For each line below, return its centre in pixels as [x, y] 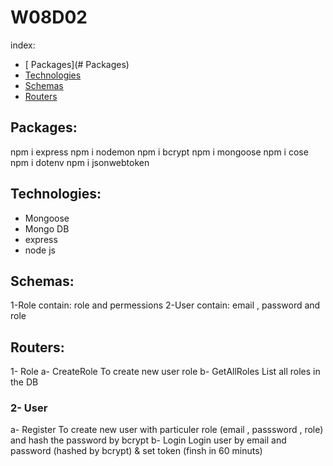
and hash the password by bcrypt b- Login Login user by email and [148, 440]
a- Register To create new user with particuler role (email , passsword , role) [167, 430]
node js [40, 250]
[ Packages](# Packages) [77, 64]
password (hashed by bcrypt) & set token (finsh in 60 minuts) [136, 451]
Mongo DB [47, 228]
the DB [24, 382]
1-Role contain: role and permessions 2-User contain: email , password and [165, 305]
